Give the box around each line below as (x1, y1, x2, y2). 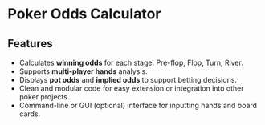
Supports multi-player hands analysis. (18, 67, 148, 76)
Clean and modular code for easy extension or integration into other (18, 83, 244, 93)
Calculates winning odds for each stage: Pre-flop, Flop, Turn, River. (18, 58, 244, 67)
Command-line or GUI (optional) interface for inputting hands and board (18, 101, 258, 110)
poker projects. (18, 92, 70, 101)
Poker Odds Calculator (7, 5, 161, 23)
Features (7, 37, 53, 50)
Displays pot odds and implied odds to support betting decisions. (18, 75, 238, 84)
